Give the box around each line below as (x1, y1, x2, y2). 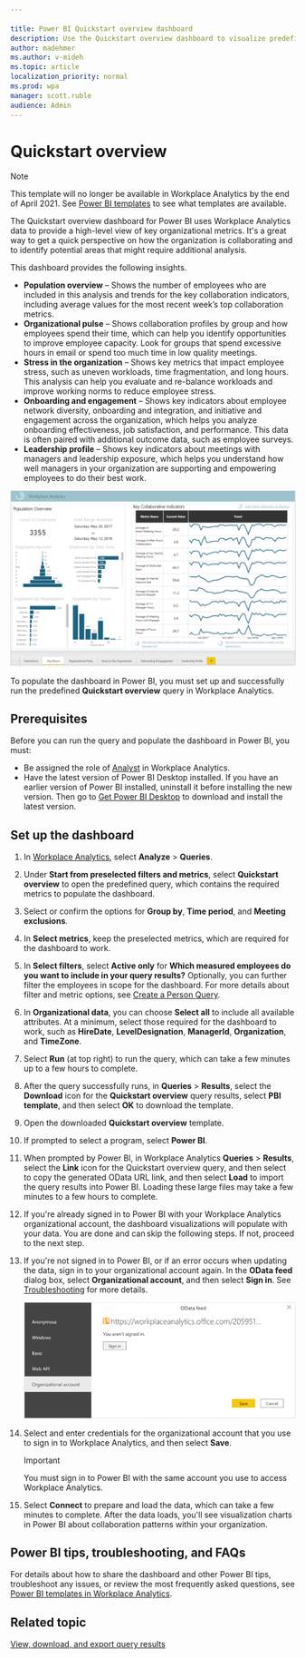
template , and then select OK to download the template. (23, 1100, 234, 1111)
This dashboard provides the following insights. (10, 262, 187, 273)
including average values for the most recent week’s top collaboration (23, 299, 284, 310)
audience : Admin (10, 101, 71, 110)
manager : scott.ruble (10, 91, 92, 100)
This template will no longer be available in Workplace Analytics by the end (10, 189, 291, 200)
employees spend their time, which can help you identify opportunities (23, 328, 287, 339)
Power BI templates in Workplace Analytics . (10, 1588, 173, 1599)
